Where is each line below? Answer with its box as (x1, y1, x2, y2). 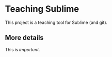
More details (5, 34, 44, 42)
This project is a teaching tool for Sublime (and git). (5, 19, 108, 25)
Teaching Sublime (5, 3, 79, 15)
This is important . (5, 46, 40, 52)
